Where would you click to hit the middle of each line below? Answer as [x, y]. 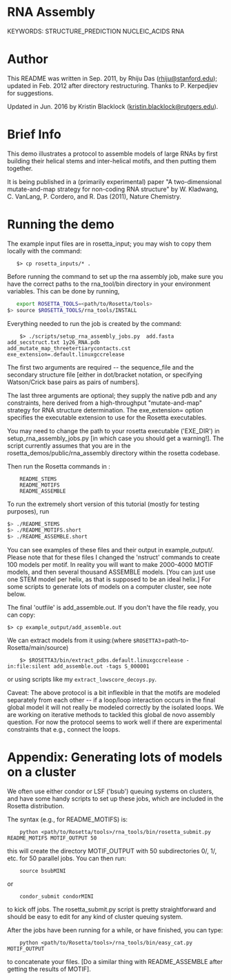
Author [28, 59]
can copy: [21, 615]
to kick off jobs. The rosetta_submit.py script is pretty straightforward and [112, 909]
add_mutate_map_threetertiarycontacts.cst [69, 348]
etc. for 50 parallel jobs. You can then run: [67, 858]
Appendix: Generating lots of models [115, 757]
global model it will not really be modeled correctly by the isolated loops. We [115, 707]
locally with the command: [44, 251]
